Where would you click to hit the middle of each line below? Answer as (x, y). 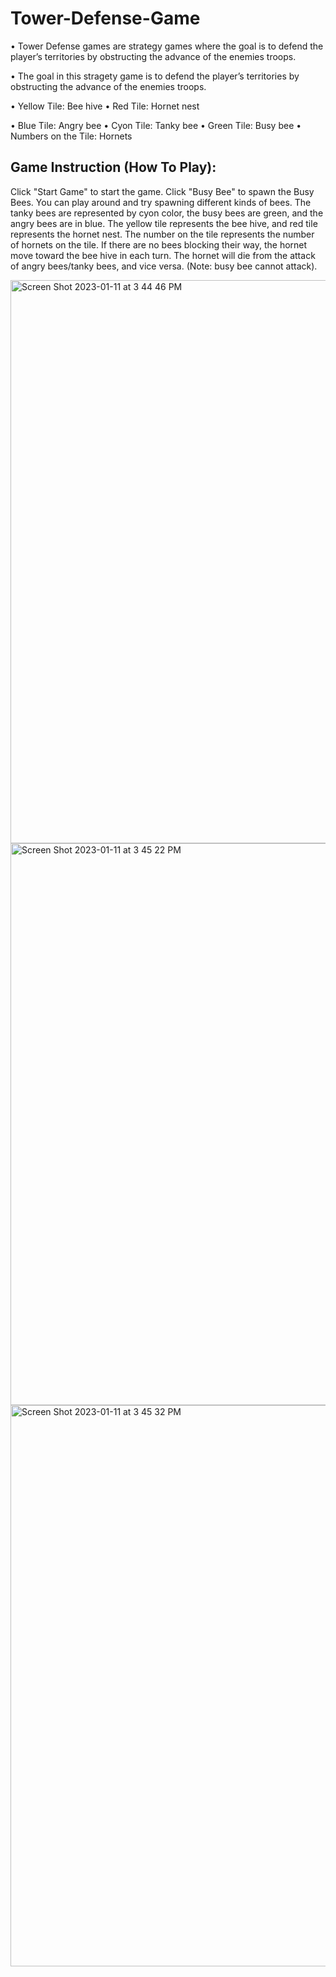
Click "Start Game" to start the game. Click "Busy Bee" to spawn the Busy (162, 191)
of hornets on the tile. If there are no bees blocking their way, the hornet (159, 244)
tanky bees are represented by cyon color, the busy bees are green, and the (167, 213)
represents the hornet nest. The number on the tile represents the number (162, 234)
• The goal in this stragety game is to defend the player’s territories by (155, 76)
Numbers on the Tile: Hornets (71, 136)
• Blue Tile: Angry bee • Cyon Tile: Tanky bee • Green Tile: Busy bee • (156, 125)
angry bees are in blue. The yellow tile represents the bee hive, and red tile (164, 223)
